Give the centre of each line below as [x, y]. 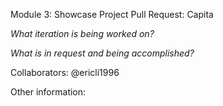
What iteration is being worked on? [82, 33]
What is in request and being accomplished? [102, 53]
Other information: [48, 92]
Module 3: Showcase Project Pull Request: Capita [112, 14]
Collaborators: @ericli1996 [65, 72]
